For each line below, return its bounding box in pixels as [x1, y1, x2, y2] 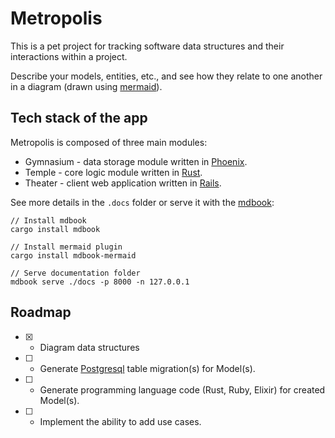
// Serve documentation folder [10, 268, 141, 278]
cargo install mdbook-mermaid [10, 250, 137, 261]
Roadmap [10, 304, 72, 321]
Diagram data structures [39, 341, 140, 353]
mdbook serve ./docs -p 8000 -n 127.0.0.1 [10, 277, 190, 287]
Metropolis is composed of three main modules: [10, 136, 208, 148]
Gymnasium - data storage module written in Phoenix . [24, 155, 248, 167]
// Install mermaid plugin [10, 242, 123, 252]
